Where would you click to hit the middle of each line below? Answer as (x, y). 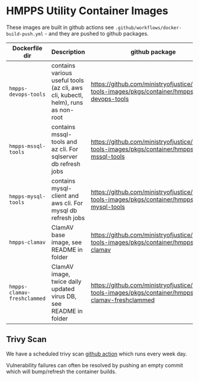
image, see (66, 242)
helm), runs (67, 102)
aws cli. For (67, 203)
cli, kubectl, (67, 95)
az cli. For (65, 149)
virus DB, (64, 296)
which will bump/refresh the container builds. (61, 372)
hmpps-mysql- (28, 196)
